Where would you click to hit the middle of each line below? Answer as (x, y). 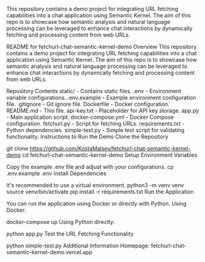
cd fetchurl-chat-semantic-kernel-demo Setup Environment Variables (110, 155)
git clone (17, 148)
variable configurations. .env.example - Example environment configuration (101, 98)
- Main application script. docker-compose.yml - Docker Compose (90, 117)
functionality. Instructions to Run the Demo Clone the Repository (87, 137)
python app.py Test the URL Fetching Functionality (70, 234)
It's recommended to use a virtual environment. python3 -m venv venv (95, 185)
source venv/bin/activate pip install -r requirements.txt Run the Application (100, 192)
